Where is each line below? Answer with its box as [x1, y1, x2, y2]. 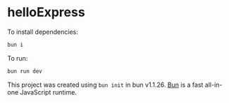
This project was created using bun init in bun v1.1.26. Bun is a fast [7, 80, 204, 89]
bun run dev [7, 68, 42, 75]
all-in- [204, 80, 223, 89]
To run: [7, 54, 28, 62]
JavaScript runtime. [20, 87, 78, 96]
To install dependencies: [7, 28, 79, 36]
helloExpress [7, 4, 86, 20]
